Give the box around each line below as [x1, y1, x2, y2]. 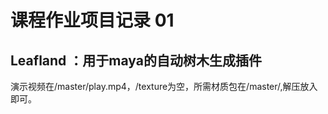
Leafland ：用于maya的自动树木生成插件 [10, 52, 262, 69]
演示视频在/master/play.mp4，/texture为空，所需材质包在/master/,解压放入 [10, 81, 318, 92]
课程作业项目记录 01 [10, 9, 175, 32]
